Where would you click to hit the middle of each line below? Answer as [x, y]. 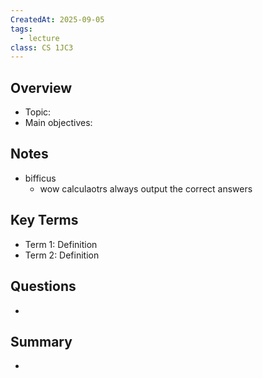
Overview [41, 87]
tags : [21, 29]
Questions [43, 286]
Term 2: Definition [62, 255]
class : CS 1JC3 [42, 47]
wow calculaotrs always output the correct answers [146, 188]
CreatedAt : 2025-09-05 [57, 19]
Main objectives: [58, 123]
